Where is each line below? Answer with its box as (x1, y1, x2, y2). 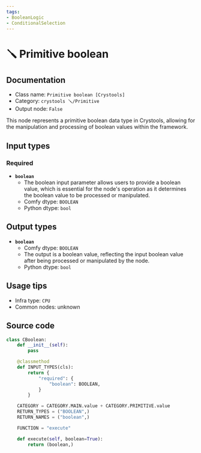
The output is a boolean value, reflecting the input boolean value (23, 250, 184, 257)
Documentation (6, 75, 66, 85)
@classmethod (17, 359, 50, 365)
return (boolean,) (28, 442, 74, 448)
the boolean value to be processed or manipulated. (23, 192, 150, 199)
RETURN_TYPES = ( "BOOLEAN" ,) (17, 408, 90, 415)
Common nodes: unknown (14, 303, 80, 310)
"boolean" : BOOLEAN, (49, 381, 101, 387)
